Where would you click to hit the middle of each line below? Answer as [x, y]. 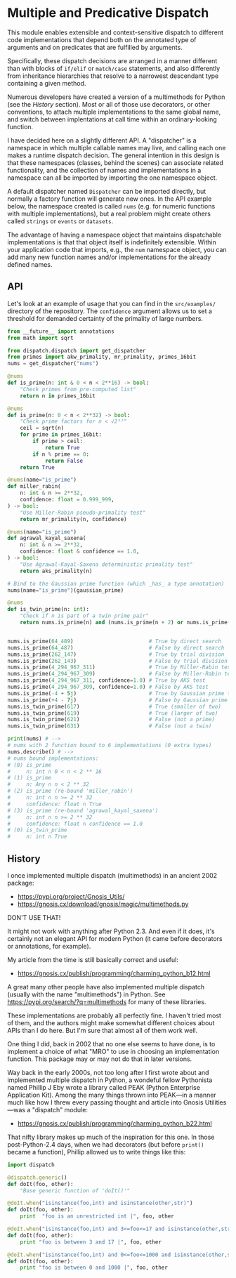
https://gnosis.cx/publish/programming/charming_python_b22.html [114, 1123]
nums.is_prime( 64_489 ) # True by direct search [114, 641]
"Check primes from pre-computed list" [78, 389]
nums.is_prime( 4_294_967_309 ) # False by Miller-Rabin [114, 674]
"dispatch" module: [60, 1109]
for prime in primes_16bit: [61, 435]
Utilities [216, 1102]
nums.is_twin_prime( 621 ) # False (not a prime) [111, 720]
